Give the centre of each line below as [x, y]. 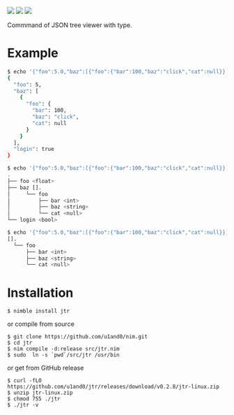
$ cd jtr [20, 343]
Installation [40, 293]
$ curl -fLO [24, 381]
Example [33, 53]
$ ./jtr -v [23, 405]
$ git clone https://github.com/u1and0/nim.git [78, 337]
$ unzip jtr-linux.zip [40, 393]
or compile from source [41, 324]
